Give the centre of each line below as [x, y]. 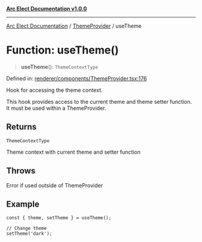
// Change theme [26, 228]
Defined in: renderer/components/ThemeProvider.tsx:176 [77, 78]
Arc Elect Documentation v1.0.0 [47, 9]
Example [23, 204]
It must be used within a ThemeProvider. [56, 108]
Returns [22, 127]
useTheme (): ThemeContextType [59, 67]
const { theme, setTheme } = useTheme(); [59, 218]
